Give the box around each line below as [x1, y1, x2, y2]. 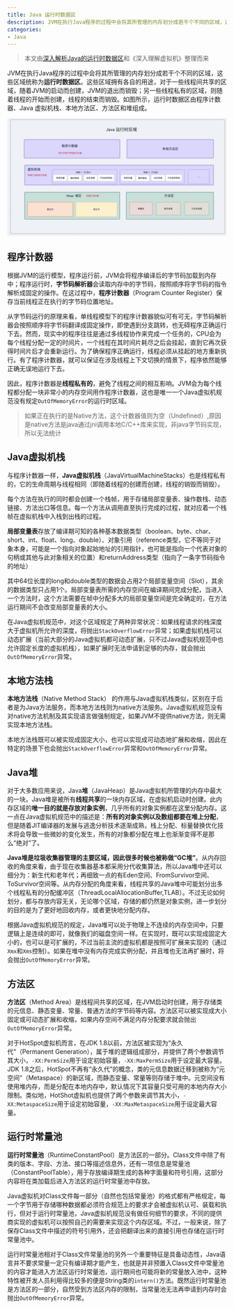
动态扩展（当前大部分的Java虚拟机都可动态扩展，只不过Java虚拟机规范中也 [7, 635, 224, 643]
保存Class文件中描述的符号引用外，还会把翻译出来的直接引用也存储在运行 [7, 1226, 219, 1234]
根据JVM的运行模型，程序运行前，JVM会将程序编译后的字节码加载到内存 [7, 271, 217, 279]
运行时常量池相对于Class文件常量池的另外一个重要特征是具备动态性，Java [7, 1250, 220, 1258]
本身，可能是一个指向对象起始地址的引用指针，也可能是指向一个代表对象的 [13, 544, 227, 552]
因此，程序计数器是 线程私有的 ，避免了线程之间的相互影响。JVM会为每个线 [7, 379, 222, 387]
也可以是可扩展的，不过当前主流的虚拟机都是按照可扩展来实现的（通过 [25, 938, 227, 946]
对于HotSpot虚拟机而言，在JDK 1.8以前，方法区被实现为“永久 [7, 1039, 183, 1047]
